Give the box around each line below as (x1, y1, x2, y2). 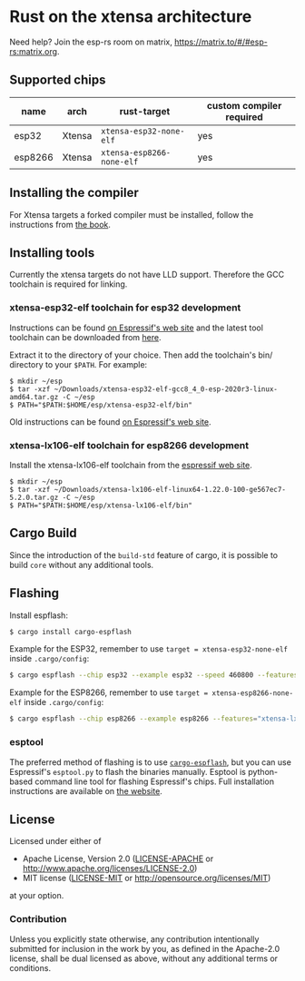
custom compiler (207, 99, 282, 112)
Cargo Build (9, 525, 77, 541)
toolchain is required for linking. (9, 279, 128, 289)
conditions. (9, 962, 52, 973)
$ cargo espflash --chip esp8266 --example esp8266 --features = (9, 714, 258, 723)
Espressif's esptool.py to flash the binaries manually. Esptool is (9, 766, 247, 777)
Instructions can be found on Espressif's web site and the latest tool (9, 322, 263, 333)
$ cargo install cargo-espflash (9, 627, 132, 636)
